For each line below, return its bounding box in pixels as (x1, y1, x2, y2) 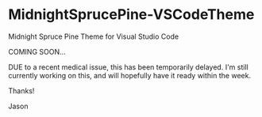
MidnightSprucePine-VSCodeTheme (8, 6, 255, 24)
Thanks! (8, 85, 35, 96)
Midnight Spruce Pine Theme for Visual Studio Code (8, 32, 179, 41)
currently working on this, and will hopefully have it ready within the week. (8, 70, 252, 80)
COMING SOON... (8, 47, 66, 56)
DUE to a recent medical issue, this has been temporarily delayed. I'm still (8, 62, 249, 72)
